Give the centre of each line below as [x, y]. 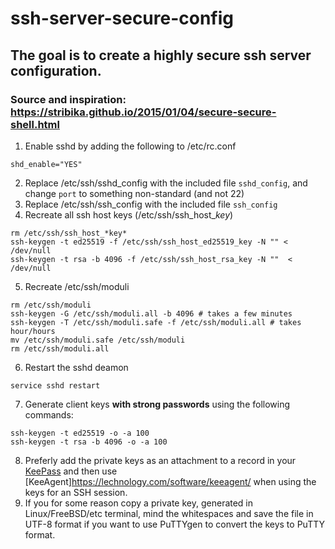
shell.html [35, 124]
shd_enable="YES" [46, 164]
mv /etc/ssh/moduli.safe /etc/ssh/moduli [98, 340]
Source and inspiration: [68, 99]
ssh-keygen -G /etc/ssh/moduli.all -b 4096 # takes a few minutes [151, 313]
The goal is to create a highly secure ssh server [161, 55]
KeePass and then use [71, 471]
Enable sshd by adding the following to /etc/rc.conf [130, 146]
